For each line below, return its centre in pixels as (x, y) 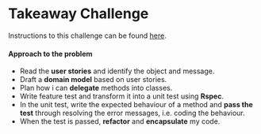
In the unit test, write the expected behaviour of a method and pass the (136, 105)
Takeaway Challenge (79, 14)
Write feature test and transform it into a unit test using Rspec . (122, 96)
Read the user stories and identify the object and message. (117, 71)
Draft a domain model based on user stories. (93, 80)
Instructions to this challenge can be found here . (87, 35)
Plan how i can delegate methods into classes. (96, 88)
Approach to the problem (50, 54)
